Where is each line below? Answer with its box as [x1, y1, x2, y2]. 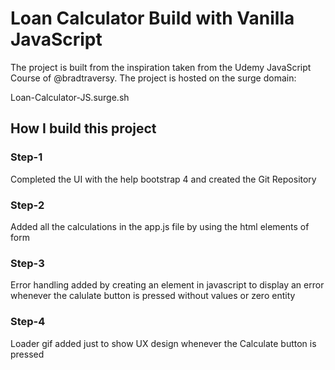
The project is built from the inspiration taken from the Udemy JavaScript [10, 61, 312, 73]
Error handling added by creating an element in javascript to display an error [10, 279, 325, 291]
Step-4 [10, 315, 46, 329]
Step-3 [10, 256, 45, 270]
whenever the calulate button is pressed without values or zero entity [10, 290, 296, 302]
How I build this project [10, 120, 157, 137]
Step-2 [10, 198, 45, 212]
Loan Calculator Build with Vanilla [10, 7, 295, 30]
